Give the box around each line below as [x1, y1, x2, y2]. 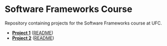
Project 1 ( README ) [12, 29, 54, 35]
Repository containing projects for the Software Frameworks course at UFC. [5, 20, 162, 26]
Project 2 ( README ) [12, 35, 54, 41]
